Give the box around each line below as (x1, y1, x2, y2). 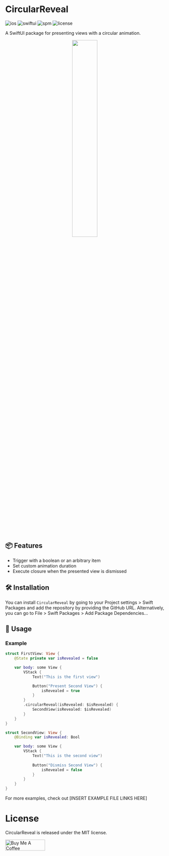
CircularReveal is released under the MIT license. (5, 829, 107, 835)
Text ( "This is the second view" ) (32, 753, 102, 758)
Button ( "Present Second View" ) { (32, 683, 102, 689)
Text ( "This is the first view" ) (32, 674, 100, 679)
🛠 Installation (5, 584, 49, 592)
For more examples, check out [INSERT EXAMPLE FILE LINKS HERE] (5, 795, 147, 801)
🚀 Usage (5, 624, 32, 633)
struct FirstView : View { (5, 651, 60, 656)
